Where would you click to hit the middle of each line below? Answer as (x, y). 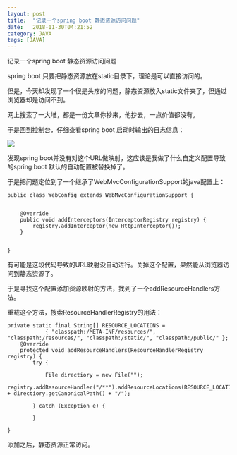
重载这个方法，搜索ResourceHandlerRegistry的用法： (85, 313)
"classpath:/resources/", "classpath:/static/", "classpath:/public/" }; (118, 338)
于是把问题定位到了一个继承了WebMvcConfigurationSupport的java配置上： (116, 182)
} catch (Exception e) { (69, 406)
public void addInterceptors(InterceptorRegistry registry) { (113, 220)
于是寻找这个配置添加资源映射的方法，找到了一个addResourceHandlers (111, 289)
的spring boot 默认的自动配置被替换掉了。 (68, 167)
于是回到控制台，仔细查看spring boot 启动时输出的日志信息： (96, 130)
